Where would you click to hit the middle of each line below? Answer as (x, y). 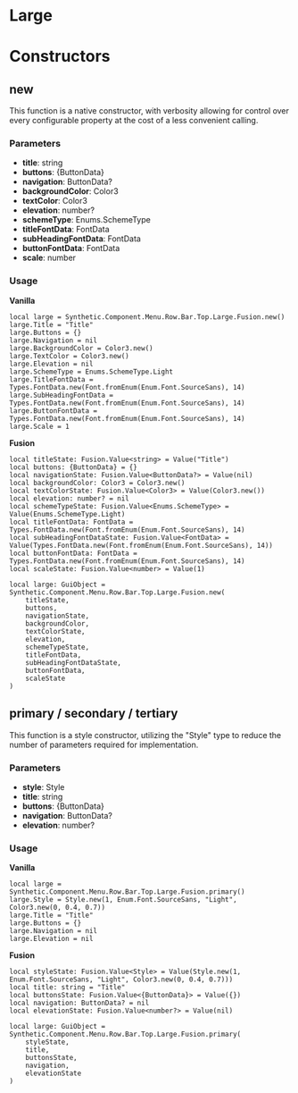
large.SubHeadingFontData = (62, 395)
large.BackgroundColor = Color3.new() (81, 348)
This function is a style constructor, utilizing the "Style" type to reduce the (145, 735)
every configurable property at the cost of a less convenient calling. (134, 121)
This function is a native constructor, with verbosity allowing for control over (149, 111)
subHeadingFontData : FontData (81, 239)
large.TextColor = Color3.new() (69, 356)
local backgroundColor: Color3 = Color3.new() (97, 483)
